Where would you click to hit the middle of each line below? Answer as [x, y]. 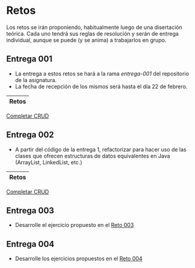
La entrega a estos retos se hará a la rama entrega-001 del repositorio [102, 74]
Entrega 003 [30, 210]
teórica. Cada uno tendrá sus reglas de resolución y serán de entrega [93, 33]
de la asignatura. [36, 80]
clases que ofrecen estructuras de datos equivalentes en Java [92, 156]
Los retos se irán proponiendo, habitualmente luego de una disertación [94, 27]
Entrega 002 [30, 135]
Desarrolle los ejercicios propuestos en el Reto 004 [79, 259]
